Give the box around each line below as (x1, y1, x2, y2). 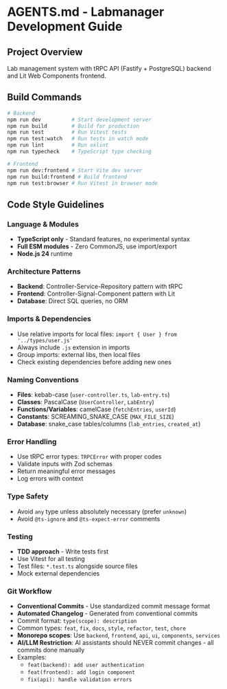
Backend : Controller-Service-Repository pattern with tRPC (16, 283, 183, 291)
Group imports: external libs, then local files (16, 350, 141, 358)
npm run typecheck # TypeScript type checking (7, 149, 152, 155)
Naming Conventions (7, 375, 80, 384)
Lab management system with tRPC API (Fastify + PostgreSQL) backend (7, 65, 211, 72)
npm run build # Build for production (7, 122, 139, 129)
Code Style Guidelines (7, 199, 104, 210)
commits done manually (16, 646, 85, 654)
